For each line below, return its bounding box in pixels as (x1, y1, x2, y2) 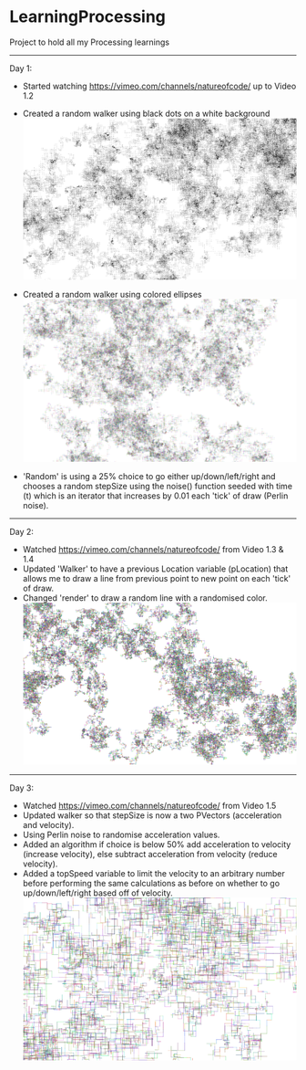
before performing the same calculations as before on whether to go (22, 878, 280, 889)
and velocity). (22, 820, 75, 831)
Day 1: (9, 62, 33, 74)
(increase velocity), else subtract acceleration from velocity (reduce (22, 849, 278, 860)
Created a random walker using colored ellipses (22, 289, 202, 300)
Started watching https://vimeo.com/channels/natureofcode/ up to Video (22, 80, 297, 91)
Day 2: (9, 526, 35, 537)
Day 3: (9, 782, 35, 793)
